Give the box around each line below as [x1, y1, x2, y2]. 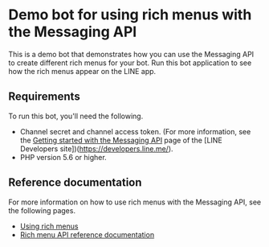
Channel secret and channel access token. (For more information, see [19, 126, 251, 136]
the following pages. [8, 205, 76, 215]
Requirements [8, 90, 80, 104]
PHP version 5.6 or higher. [19, 152, 107, 162]
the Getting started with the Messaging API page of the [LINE [19, 135, 222, 145]
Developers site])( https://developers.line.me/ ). [19, 143, 174, 154]
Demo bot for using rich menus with [8, 6, 252, 24]
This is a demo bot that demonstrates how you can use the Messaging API [8, 49, 255, 59]
